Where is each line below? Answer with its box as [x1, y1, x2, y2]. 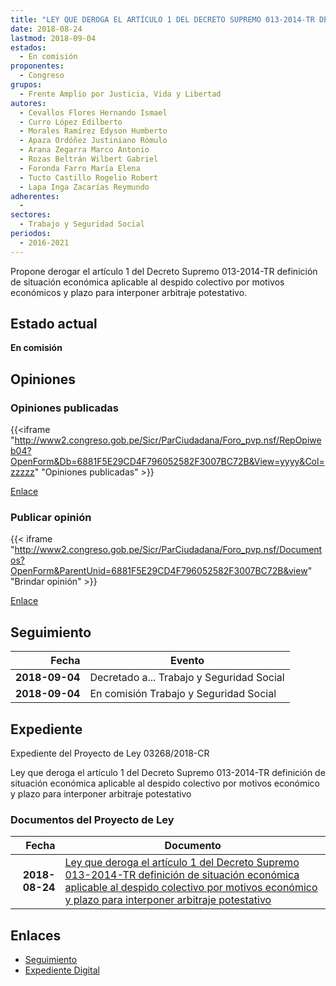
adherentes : [10, 191, 60, 201]
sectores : [10, 210, 52, 220]
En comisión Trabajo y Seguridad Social [89, 687, 277, 701]
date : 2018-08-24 [10, 24, 83, 34]
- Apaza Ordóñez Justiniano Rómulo [19, 136, 168, 146]
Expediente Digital [24, 964, 100, 976]
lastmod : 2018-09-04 [10, 33, 97, 43]
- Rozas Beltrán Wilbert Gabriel [19, 154, 159, 164]
